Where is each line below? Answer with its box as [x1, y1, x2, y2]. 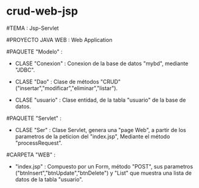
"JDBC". [15, 66, 35, 74]
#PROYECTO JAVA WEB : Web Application [6, 36, 113, 43]
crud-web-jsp [6, 4, 78, 18]
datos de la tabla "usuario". [15, 175, 83, 183]
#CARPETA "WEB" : [6, 151, 56, 158]
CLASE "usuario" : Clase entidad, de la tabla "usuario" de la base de [15, 96, 186, 103]
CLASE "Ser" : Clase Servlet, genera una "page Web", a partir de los [15, 126, 187, 133]
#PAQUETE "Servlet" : [6, 114, 62, 122]
